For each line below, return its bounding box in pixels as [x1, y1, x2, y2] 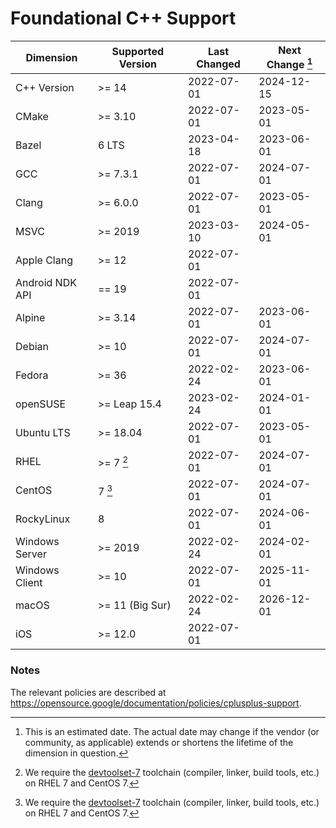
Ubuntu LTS [15, 426, 71, 440]
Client [15, 576, 43, 590]
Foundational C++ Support [10, 7, 237, 30]
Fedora [15, 368, 49, 382]
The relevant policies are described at [10, 686, 167, 698]
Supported [111, 44, 165, 58]
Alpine [15, 311, 46, 325]
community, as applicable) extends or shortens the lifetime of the [24, 736, 294, 748]
